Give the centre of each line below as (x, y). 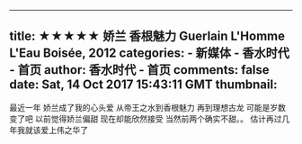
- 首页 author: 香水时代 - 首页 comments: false (139, 70)
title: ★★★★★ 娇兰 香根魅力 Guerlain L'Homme (147, 36)
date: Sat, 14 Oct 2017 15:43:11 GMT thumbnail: (143, 85)
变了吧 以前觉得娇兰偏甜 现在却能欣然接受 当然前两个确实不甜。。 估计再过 (146, 119)
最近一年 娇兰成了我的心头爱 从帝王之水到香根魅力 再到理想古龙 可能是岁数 (147, 107)
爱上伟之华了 (64, 130)
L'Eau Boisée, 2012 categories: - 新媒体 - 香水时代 (150, 54)
